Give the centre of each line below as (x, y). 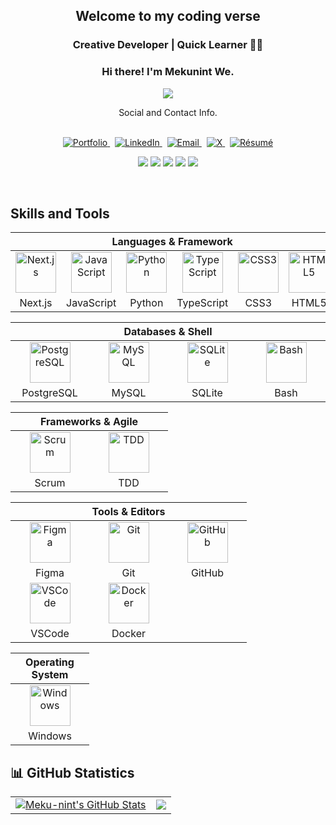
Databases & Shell (168, 332)
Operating (50, 662)
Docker (129, 634)
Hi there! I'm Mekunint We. (168, 72)
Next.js (36, 303)
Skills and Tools (60, 213)
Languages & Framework (172, 242)
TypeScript (202, 303)
